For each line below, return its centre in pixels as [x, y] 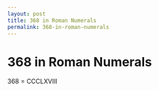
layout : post [27, 14]
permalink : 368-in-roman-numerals [59, 27]
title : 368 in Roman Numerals [52, 20]
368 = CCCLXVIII [33, 81]
